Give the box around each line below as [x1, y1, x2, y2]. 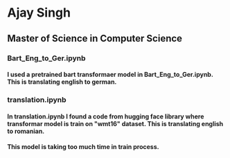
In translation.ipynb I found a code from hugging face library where [7, 112, 204, 121]
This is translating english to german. [7, 78, 117, 86]
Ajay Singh [7, 5, 71, 21]
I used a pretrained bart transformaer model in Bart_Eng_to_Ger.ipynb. [7, 71, 213, 79]
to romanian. [7, 127, 45, 135]
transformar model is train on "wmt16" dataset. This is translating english [7, 119, 224, 128]
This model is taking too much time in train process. [7, 143, 159, 151]
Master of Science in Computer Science [7, 33, 182, 44]
